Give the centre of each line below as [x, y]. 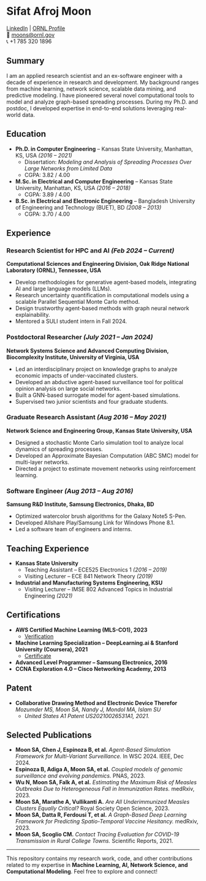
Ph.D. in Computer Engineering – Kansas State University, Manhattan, [104, 149]
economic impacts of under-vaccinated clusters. [77, 376]
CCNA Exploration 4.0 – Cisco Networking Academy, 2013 [91, 668]
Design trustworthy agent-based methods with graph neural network [102, 308]
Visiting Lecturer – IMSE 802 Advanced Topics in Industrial [98, 589]
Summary [25, 61]
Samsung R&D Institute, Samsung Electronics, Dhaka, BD [80, 504]
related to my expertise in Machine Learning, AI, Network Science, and [97, 865]
